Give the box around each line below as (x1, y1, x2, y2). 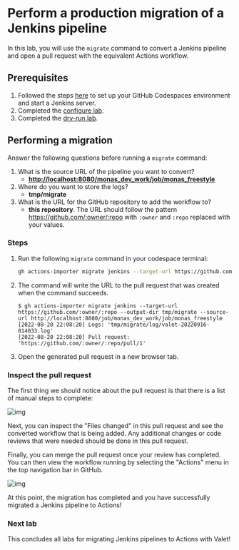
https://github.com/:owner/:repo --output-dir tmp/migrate (17, 308, 198, 315)
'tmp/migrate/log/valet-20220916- (107, 321, 210, 328)
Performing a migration (7, 134, 113, 147)
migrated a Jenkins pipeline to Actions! (7, 501, 122, 509)
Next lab (7, 519, 37, 529)
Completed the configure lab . (17, 106, 104, 115)
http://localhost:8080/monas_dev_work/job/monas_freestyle (28, 175, 215, 183)
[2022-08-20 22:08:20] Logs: (17, 321, 105, 328)
